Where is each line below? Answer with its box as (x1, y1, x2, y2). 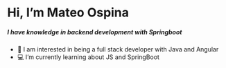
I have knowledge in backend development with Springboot (7, 27, 182, 36)
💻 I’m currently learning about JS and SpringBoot (17, 53, 159, 61)
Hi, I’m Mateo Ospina (7, 5, 130, 21)
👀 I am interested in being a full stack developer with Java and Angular (17, 45, 219, 54)
